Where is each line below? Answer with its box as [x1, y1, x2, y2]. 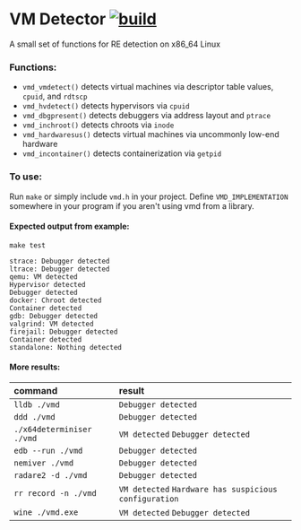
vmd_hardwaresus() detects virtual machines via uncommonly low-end [21, 129, 279, 140]
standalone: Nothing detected [9, 343, 123, 352]
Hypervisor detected [9, 280, 87, 289]
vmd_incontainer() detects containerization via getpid [21, 148, 222, 159]
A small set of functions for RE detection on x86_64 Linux [9, 39, 221, 49]
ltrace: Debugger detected [9, 265, 110, 274]
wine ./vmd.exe [13, 507, 79, 517]
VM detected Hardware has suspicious [118, 484, 278, 494]
